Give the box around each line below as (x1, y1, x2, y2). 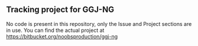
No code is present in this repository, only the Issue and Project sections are (6, 20, 192, 27)
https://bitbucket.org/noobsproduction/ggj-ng (6, 32, 118, 40)
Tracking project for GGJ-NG (6, 5, 114, 15)
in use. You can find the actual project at (6, 27, 105, 34)
